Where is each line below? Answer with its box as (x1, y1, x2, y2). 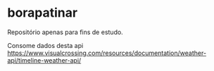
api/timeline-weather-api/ (7, 56, 82, 64)
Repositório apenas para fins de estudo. (7, 28, 123, 36)
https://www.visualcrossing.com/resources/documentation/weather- (7, 49, 206, 57)
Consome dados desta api (7, 41, 84, 49)
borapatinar (7, 5, 78, 21)
